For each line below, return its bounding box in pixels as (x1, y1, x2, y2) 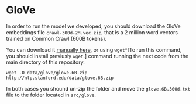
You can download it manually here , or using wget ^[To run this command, (6, 46, 182, 53)
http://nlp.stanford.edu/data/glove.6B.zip (6, 75, 114, 81)
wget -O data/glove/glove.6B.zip (6, 70, 88, 76)
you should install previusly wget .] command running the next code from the (6, 52, 189, 59)
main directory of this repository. (6, 59, 85, 66)
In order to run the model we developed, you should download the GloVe (6, 23, 181, 30)
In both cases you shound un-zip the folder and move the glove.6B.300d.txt (6, 85, 191, 92)
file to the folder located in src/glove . (6, 91, 97, 98)
